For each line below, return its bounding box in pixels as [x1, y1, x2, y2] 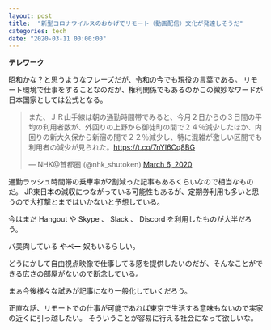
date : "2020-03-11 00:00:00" [8, 34, 107, 43]
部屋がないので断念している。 [43, 269, 143, 279]
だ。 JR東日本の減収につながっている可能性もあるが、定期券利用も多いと [8, 187, 252, 197]
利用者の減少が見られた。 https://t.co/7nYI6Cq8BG [28, 142, 196, 152]
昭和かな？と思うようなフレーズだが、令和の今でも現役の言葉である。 [8, 74, 242, 85]
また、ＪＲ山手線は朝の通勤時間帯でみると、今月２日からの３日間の [28, 112, 256, 122]
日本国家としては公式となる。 [8, 95, 108, 105]
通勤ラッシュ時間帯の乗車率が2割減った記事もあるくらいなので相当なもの [8, 177, 254, 187]
